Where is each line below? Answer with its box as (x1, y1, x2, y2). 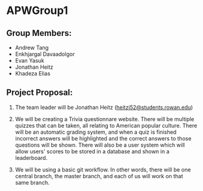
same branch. (15, 179, 50, 186)
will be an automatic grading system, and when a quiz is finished (15, 128, 177, 136)
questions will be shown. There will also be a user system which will (15, 141, 185, 148)
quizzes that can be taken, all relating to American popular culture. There (15, 122, 198, 129)
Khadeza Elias (15, 70, 50, 77)
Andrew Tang (15, 44, 49, 51)
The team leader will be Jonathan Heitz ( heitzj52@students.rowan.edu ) (15, 103, 193, 111)
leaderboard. (15, 154, 48, 161)
